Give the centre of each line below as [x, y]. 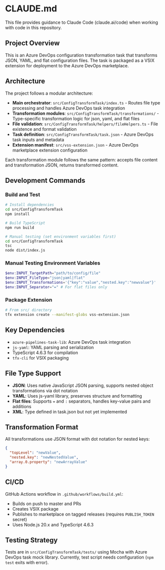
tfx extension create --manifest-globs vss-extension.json [67, 315]
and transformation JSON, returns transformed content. [62, 165]
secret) [20, 519]
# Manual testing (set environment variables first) [61, 236]
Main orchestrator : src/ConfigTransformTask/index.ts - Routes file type [86, 103]
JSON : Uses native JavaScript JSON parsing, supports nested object [83, 385]
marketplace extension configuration [50, 150]
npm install [17, 214]
